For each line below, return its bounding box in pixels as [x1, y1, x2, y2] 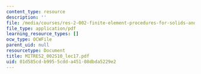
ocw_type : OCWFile [6, 36, 52, 42]
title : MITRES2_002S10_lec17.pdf [6, 53, 90, 59]
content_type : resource [6, 8, 66, 15]
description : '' [6, 14, 47, 20]
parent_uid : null [6, 42, 50, 48]
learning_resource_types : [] [6, 31, 79, 37]
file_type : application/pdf [6, 25, 77, 32]
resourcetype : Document [6, 48, 66, 54]
